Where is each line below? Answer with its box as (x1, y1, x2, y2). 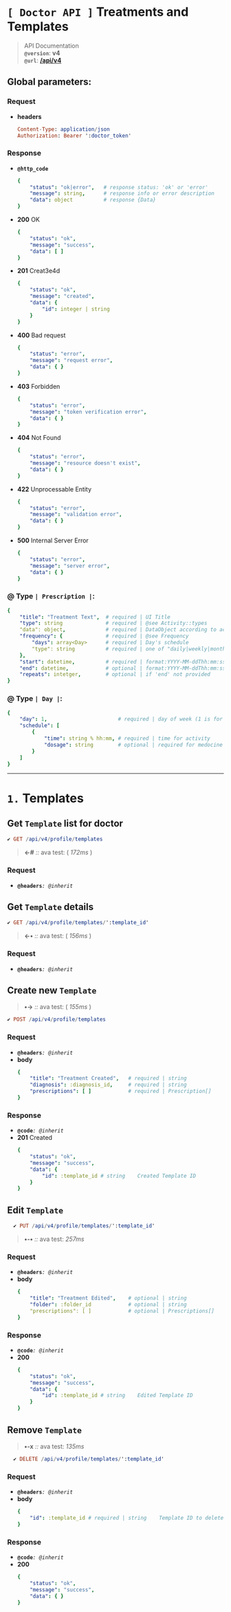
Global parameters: (7, 76, 91, 88)
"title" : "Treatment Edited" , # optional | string (30, 1295, 187, 1302)
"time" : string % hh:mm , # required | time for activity (43, 735, 211, 742)
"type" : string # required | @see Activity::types (19, 620, 208, 627)
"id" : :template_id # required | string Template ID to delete (30, 1514, 224, 1521)
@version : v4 (23, 49, 60, 57)
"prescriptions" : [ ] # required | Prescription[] (30, 1088, 212, 1095)
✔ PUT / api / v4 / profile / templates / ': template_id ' (13, 1222, 155, 1229)
